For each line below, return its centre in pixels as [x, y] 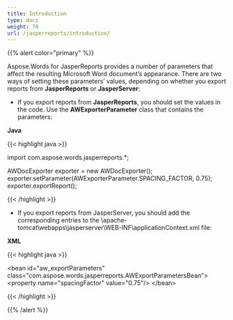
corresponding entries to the [58, 220]
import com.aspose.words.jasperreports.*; [68, 158]
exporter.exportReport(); [42, 186]
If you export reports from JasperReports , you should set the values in [119, 102]
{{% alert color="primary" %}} [51, 53]
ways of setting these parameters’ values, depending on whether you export [117, 82]
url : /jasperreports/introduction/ [59, 33]
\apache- [114, 220]
